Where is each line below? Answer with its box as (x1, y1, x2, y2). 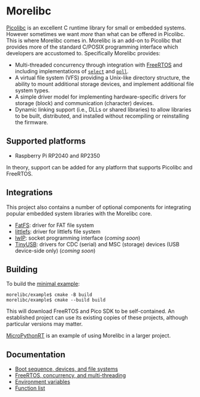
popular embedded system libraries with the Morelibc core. (6, 210, 153, 217)
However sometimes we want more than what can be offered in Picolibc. (6, 30, 185, 37)
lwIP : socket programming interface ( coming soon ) (14, 234, 141, 241)
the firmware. (14, 118, 49, 126)
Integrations (6, 187, 53, 198)
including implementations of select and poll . (14, 67, 129, 74)
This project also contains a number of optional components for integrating (6, 203, 192, 211)
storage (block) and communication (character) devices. (14, 99, 154, 106)
